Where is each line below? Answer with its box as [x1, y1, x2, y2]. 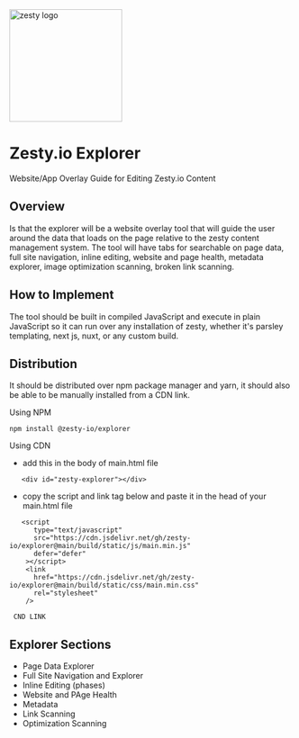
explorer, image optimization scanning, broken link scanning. [9, 261, 235, 272]
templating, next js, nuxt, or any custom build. [9, 330, 179, 341]
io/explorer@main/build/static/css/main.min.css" [9, 580, 200, 590]
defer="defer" [32, 549, 87, 559]
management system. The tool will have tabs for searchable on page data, [9, 242, 285, 253]
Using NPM [9, 407, 52, 418]
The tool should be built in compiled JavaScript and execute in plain [9, 310, 261, 322]
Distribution [9, 355, 78, 372]
